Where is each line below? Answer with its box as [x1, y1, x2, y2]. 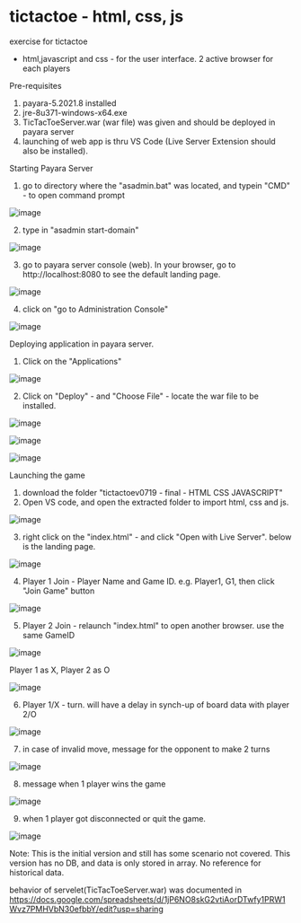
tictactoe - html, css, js [9, 6, 184, 27]
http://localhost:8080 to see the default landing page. [22, 268, 221, 279]
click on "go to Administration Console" [22, 303, 169, 314]
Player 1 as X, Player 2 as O [9, 664, 111, 675]
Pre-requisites [9, 80, 62, 91]
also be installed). [22, 145, 88, 156]
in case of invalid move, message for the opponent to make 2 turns [22, 743, 271, 754]
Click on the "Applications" [22, 356, 122, 366]
